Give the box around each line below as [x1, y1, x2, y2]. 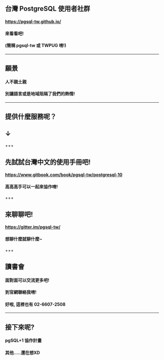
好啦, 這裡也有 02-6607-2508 [5, 301, 66, 307]
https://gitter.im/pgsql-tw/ [5, 224, 61, 230]
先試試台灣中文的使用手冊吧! [5, 158, 91, 166]
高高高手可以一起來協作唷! [5, 183, 58, 189]
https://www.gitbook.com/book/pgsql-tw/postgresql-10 [5, 172, 123, 178]
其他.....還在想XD [5, 349, 40, 356]
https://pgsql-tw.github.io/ [5, 19, 61, 24]
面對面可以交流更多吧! [5, 277, 50, 283]
